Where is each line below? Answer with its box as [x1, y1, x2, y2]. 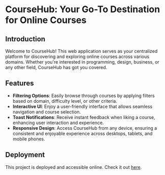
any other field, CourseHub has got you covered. [5, 65, 108, 70]
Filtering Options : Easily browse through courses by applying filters [12, 93, 155, 99]
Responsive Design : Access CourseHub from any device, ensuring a [12, 125, 157, 131]
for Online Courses [5, 14, 87, 26]
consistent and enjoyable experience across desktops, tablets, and [12, 130, 153, 136]
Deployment [5, 151, 45, 159]
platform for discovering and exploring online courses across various [5, 53, 150, 60]
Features [5, 79, 34, 87]
